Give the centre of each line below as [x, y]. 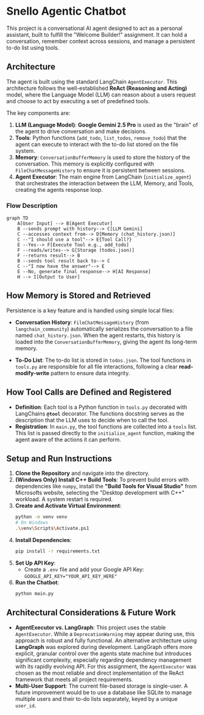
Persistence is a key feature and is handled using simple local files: [90, 310]
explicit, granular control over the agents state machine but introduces [103, 653]
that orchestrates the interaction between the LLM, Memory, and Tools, [104, 183]
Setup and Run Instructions [59, 459]
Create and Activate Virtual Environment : [68, 506]
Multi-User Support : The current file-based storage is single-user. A [101, 686]
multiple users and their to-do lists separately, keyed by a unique [96, 698]
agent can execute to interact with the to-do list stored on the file [97, 144]
